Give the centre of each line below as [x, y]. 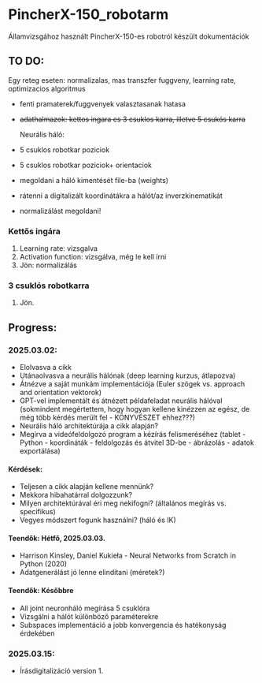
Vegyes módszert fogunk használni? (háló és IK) [98, 520]
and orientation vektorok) [61, 393]
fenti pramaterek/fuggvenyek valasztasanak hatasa [103, 103]
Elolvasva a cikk [46, 368]
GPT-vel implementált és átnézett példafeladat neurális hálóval [121, 401]
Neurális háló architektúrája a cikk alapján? [89, 426]
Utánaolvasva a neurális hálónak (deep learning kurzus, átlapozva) [127, 375]
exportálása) [40, 451]
